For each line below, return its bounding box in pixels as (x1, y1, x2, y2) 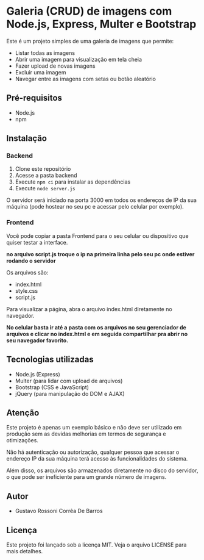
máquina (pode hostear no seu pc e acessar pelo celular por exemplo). (6, 203, 184, 210)
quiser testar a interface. (6, 239, 68, 246)
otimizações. (6, 437, 38, 444)
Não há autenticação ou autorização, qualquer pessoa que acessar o (6, 448, 180, 456)
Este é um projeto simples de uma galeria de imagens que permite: (6, 37, 174, 45)
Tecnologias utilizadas (6, 354, 94, 365)
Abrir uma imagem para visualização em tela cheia (15, 56, 142, 63)
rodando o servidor (6, 257, 56, 264)
